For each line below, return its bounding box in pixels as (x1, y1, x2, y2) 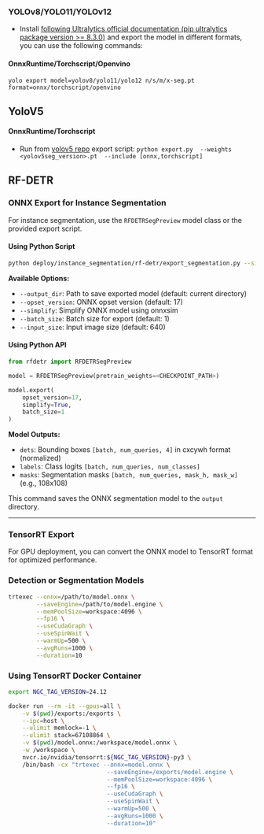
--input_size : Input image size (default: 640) (19, 322, 167, 332)
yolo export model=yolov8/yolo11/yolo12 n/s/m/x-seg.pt (8, 76, 195, 84)
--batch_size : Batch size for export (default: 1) (19, 313, 170, 323)
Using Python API (8, 340, 67, 350)
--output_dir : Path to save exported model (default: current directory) (19, 288, 247, 298)
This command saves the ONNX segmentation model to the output (8, 494, 224, 503)
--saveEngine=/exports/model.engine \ (106, 768, 234, 776)
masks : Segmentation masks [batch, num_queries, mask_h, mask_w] (19, 470, 238, 480)
